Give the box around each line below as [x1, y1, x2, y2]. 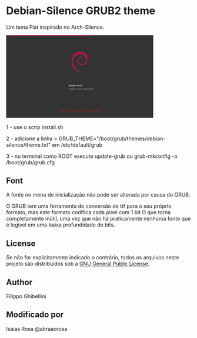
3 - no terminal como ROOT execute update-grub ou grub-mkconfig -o [6, 153, 178, 160]
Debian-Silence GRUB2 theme [6, 4, 156, 18]
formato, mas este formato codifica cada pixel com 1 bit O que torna [6, 209, 171, 216]
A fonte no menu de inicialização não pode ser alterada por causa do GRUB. [6, 191, 191, 198]
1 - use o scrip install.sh [6, 123, 64, 130]
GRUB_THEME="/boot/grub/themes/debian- [58, 135, 166, 142]
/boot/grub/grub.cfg [6, 158, 55, 165]
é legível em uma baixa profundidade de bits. [6, 221, 116, 228]
